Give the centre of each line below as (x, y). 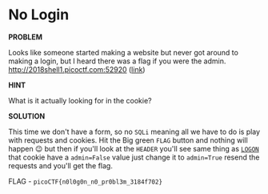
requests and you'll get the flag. (61, 165)
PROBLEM (25, 37)
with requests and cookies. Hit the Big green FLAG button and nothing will (128, 140)
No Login (39, 15)
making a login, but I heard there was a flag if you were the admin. (117, 61)
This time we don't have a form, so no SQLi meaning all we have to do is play (134, 131)
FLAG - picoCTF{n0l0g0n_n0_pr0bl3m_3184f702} (85, 181)
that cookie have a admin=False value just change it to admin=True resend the (134, 157)
